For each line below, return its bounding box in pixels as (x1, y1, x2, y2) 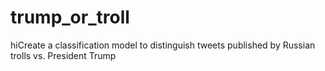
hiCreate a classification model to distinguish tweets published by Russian (10, 39, 316, 51)
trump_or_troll (10, 6, 130, 29)
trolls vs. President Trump (10, 49, 117, 61)
